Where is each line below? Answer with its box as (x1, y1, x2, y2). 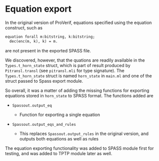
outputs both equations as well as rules (19, 136, 99, 141)
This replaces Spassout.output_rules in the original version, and (19, 131, 149, 137)
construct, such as (5, 24, 43, 30)
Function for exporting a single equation (19, 112, 100, 117)
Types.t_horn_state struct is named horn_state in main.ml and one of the (5, 72, 152, 79)
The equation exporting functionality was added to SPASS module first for (5, 145, 154, 151)
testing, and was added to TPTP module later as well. (5, 150, 113, 156)
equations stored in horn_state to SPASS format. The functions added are (5, 92, 154, 98)
